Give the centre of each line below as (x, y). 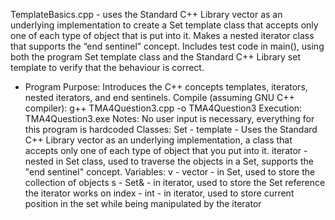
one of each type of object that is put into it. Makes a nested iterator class (162, 35)
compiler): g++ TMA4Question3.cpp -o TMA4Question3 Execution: (163, 108)
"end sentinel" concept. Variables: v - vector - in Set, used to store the (170, 172)
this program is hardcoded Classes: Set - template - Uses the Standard (171, 129)
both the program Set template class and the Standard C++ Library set (155, 57)
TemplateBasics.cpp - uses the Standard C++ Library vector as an (146, 14)
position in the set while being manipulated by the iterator (143, 203)
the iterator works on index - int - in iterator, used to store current (159, 193)
